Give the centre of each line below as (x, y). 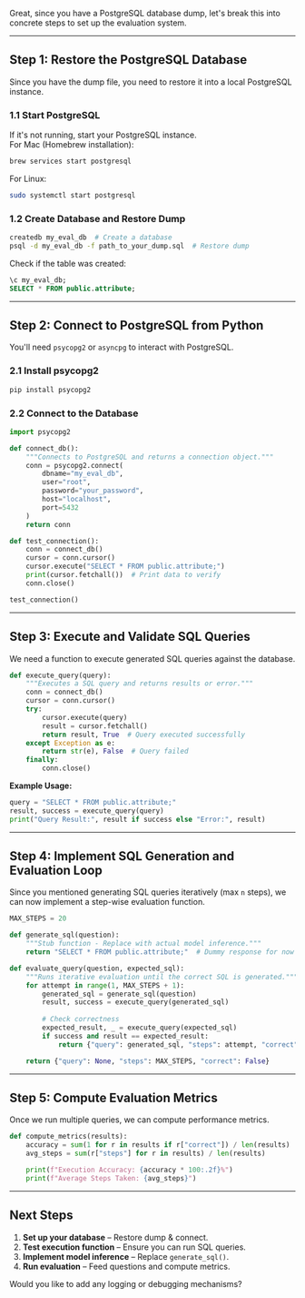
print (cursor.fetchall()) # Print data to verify (123, 575)
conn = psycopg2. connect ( (75, 465)
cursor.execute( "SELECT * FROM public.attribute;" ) (125, 567)
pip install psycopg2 (50, 390)
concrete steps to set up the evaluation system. (98, 23)
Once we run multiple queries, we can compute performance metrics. (139, 1120)
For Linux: (28, 178)
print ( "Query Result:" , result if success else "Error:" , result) (138, 819)
